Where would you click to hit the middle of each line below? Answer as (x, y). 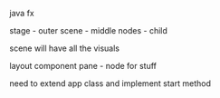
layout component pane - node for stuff (83, 66)
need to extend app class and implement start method (110, 83)
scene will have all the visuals (65, 48)
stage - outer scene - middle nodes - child (88, 30)
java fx (22, 13)
